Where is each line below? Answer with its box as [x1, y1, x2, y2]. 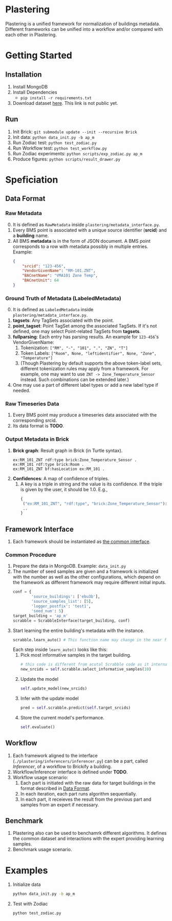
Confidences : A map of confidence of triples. [12, 475, 109, 481]
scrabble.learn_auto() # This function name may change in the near [12, 637, 162, 642]
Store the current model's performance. [20, 714, 105, 720]
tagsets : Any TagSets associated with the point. [12, 317, 114, 323]
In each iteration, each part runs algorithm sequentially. [20, 790, 137, 797]
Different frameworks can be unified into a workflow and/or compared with [5, 26, 163, 32]
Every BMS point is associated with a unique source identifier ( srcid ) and [12, 227, 167, 233]
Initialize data [12, 881, 41, 888]
